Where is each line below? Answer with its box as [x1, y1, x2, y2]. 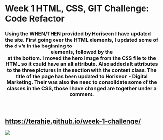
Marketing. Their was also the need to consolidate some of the [6, 79, 157, 86]
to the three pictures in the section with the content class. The [7, 67, 157, 74]
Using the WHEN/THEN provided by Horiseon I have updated [5, 31, 151, 37]
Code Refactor [5, 13, 65, 24]
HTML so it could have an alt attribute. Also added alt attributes [5, 61, 158, 68]
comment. [69, 91, 94, 98]
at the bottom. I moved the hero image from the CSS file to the [7, 55, 156, 62]
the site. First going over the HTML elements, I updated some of [5, 37, 159, 44]
